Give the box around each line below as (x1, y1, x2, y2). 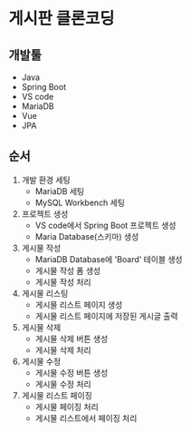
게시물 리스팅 (21, 288, 69, 299)
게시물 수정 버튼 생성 (34, 367, 109, 378)
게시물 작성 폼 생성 (34, 265, 101, 276)
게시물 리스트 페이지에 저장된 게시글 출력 (34, 310, 178, 321)
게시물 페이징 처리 (34, 401, 99, 412)
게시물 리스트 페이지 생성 (34, 299, 123, 309)
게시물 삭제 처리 (34, 344, 91, 355)
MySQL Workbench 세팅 (34, 197, 126, 208)
